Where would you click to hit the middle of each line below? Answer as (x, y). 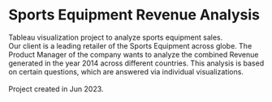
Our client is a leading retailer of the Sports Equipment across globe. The (130, 45)
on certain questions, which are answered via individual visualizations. (126, 71)
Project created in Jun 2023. (56, 89)
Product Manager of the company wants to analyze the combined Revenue (134, 54)
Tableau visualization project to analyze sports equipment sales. (116, 37)
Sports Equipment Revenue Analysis (134, 15)
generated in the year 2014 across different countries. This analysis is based (136, 63)
